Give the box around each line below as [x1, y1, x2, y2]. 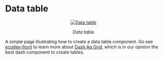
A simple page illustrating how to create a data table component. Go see [5, 38, 153, 45]
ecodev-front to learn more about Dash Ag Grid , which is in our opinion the [5, 44, 159, 50]
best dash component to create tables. [5, 49, 84, 55]
